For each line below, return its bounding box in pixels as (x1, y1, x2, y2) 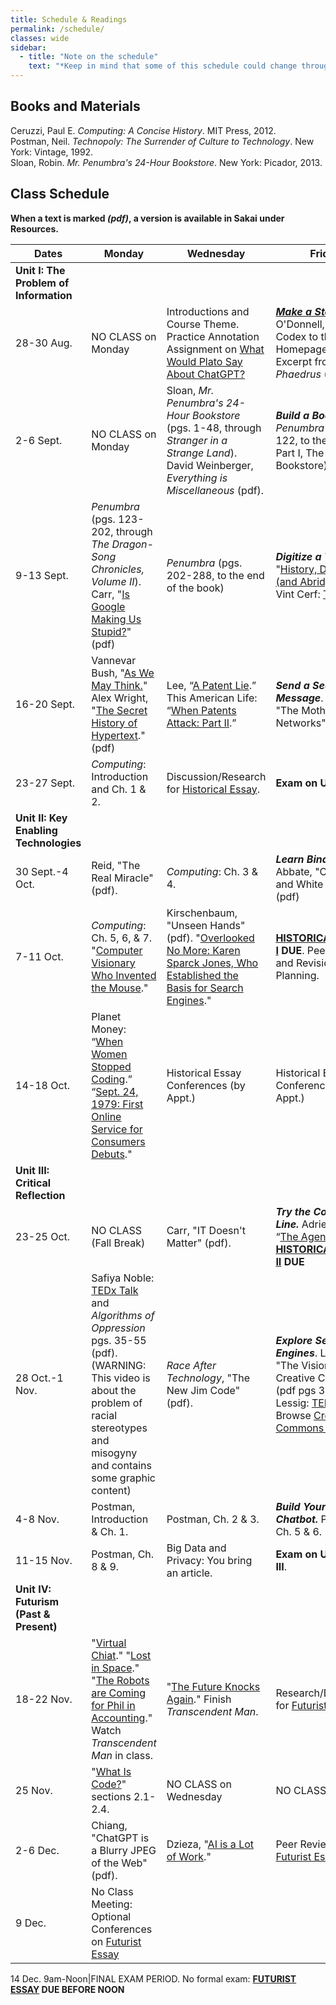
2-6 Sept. (15, 433, 63, 447)
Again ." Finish (166, 1692, 232, 1706)
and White (275, 877, 324, 891)
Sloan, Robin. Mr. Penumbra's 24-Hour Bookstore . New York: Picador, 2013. (10, 156, 323, 168)
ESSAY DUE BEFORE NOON (10, 1983, 125, 1995)
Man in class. (91, 1748, 154, 1762)
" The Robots (91, 1673, 150, 1687)
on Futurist (91, 1934, 142, 1948)
